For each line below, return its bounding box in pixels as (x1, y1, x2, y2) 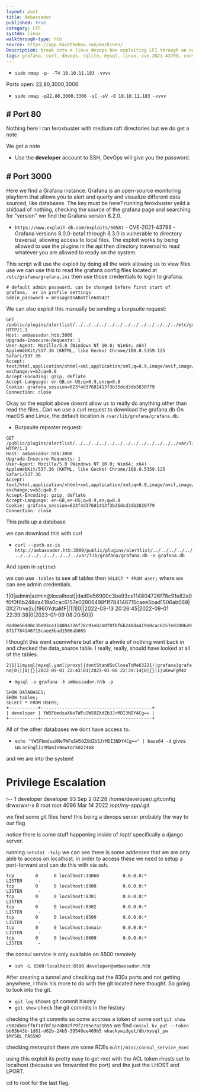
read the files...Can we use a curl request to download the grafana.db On (6, 406, 184, 413)
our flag (6, 819, 25, 827)
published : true (6, 20, 46, 25)
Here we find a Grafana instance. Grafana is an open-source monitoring (6, 187, 181, 194)
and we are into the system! (6, 755, 74, 762)
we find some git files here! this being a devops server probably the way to (6, 813, 189, 820)
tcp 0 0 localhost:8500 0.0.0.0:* (6, 914, 147, 921)
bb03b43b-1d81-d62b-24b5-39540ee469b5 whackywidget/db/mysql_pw (6, 1028, 168, 1034)
